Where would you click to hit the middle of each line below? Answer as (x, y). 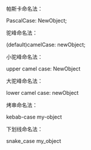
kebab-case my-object (34, 117)
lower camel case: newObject (43, 93)
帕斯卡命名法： (24, 9)
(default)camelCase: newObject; (46, 44)
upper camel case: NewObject (43, 69)
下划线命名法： (24, 129)
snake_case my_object (34, 141)
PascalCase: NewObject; (37, 20)
